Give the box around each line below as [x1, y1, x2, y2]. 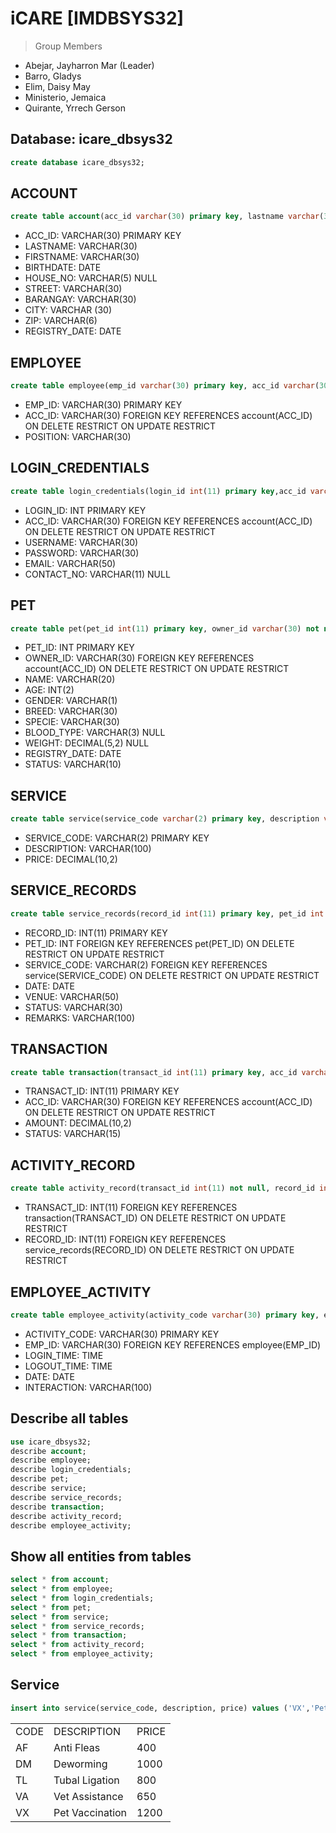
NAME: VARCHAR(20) [24, 673, 116, 686]
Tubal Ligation [53, 1773, 120, 1787]
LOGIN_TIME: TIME [24, 1349, 104, 1361]
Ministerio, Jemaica [24, 91, 107, 103]
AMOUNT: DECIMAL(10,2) [24, 1117, 132, 1129]
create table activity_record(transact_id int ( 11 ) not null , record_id [10, 1183, 315, 1194]
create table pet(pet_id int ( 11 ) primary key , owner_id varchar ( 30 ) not [10, 623, 320, 634]
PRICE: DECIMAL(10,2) [24, 853, 118, 866]
